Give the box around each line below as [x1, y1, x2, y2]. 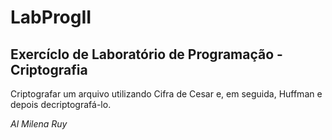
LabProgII [10, 6, 92, 29]
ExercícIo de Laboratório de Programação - [10, 46, 283, 63]
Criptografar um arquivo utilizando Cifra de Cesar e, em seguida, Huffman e [10, 88, 323, 100]
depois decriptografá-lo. [10, 99, 112, 110]
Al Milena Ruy [10, 118, 68, 130]
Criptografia [10, 61, 88, 78]
